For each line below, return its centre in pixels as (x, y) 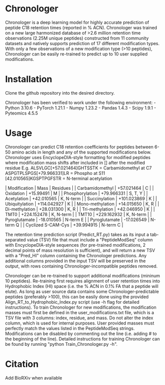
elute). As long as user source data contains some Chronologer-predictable (82, 291)
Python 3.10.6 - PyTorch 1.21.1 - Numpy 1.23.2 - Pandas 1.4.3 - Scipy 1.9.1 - (81, 108)
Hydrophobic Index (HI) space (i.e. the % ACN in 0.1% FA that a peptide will (82, 286)
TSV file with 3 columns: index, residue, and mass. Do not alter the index (79, 318)
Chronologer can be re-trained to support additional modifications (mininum (82, 275)
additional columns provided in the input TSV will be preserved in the (76, 261)
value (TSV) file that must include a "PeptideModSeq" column (90, 240)
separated (16, 240)
